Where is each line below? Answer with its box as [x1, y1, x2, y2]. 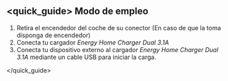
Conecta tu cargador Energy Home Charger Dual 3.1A [16, 38, 169, 47]
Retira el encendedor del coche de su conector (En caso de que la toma [16, 23, 222, 32]
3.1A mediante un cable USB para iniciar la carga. [16, 53, 157, 61]
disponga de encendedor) [16, 31, 91, 39]
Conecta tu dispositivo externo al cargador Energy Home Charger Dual [16, 45, 219, 54]
